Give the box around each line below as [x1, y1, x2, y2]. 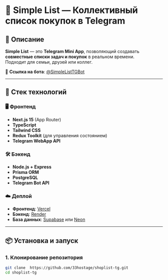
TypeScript [12, 122, 36, 128]
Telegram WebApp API [12, 138, 61, 144]
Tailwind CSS [12, 127, 41, 133]
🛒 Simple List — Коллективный [5, 5, 138, 16]
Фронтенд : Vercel [12, 206, 51, 212]
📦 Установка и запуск [5, 236, 78, 245]
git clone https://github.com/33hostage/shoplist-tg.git [5, 265, 128, 270]
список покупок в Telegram [5, 15, 125, 27]
